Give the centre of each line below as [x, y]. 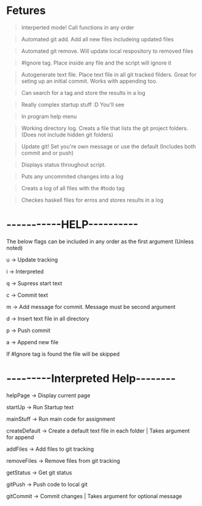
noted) [15, 248]
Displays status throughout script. [64, 164]
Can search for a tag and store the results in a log [83, 92]
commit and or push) [47, 153]
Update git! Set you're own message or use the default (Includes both [109, 146]
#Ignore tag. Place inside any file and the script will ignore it [96, 63]
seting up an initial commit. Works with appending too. [89, 81]
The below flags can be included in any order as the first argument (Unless [100, 241]
